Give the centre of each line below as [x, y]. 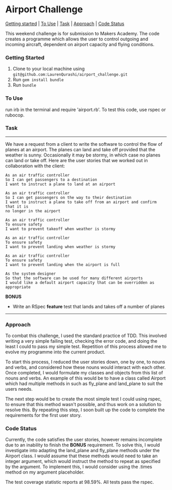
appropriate [18, 287]
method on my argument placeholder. [45, 472]
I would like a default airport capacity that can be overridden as [80, 282]
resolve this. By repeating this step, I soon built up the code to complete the [85, 410]
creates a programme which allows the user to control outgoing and [77, 39]
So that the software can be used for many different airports [74, 278]
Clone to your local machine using [49, 69]
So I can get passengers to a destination [51, 180]
